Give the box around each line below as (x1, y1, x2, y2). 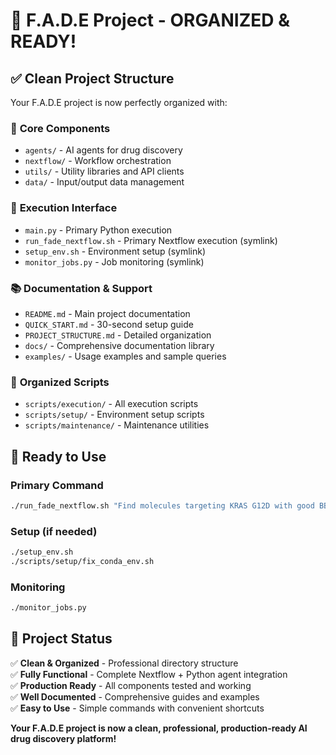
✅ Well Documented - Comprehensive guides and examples (10, 690, 260, 703)
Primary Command (10, 478, 104, 492)
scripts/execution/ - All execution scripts (24, 398, 199, 410)
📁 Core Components (10, 121, 111, 135)
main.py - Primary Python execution (24, 224, 173, 236)
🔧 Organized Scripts (10, 375, 110, 389)
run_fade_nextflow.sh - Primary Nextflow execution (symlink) (24, 234, 278, 246)
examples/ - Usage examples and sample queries (24, 350, 227, 362)
